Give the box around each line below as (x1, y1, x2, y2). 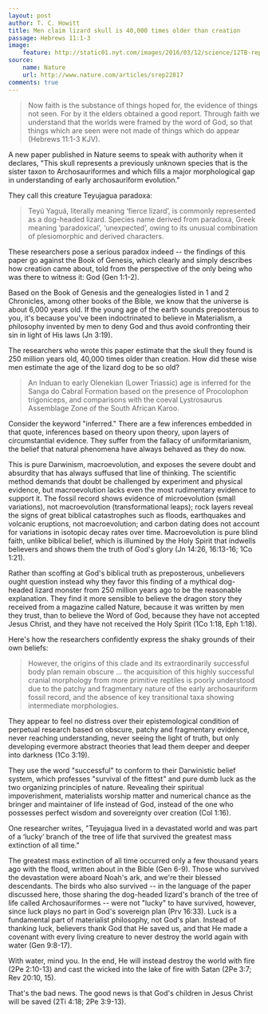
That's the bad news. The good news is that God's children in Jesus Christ (8, 988, 254, 997)
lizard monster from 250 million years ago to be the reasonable (34, 585, 242, 595)
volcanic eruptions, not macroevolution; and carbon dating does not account (8, 519, 260, 529)
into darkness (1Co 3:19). (8, 750, 90, 760)
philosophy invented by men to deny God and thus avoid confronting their (8, 321, 250, 331)
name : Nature (22, 64, 66, 72)
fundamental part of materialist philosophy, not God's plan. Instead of (8, 914, 237, 925)
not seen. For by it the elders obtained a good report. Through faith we (27, 108, 261, 118)
